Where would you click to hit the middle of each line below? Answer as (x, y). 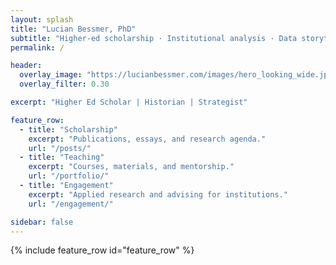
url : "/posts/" (60, 148)
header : (26, 66)
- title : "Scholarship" (68, 129)
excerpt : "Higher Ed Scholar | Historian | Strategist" (129, 102)
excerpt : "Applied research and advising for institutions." (158, 194)
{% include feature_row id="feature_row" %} (102, 250)
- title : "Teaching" (62, 157)
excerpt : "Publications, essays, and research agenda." (147, 139)
